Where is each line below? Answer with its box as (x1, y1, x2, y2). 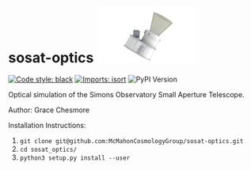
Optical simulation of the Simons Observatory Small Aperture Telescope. (8, 90, 245, 100)
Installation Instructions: (8, 121, 86, 130)
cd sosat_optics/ (19, 145, 78, 154)
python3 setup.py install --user (19, 154, 131, 162)
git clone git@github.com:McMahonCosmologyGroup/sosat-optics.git (19, 138, 244, 145)
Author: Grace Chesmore (8, 105, 90, 115)
